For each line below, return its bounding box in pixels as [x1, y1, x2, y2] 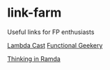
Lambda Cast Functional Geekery [7, 41, 103, 49]
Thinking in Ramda [7, 54, 61, 63]
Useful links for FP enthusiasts [7, 28, 95, 36]
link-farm [7, 5, 62, 21]
